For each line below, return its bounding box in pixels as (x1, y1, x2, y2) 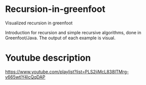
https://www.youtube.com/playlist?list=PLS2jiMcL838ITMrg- (5, 69, 129, 75)
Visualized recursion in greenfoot (5, 20, 73, 26)
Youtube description (5, 52, 91, 64)
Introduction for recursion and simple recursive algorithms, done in (5, 29, 142, 35)
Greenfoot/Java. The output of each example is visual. (5, 35, 116, 41)
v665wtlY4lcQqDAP (5, 74, 46, 80)
